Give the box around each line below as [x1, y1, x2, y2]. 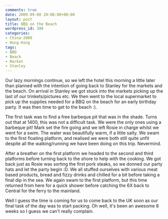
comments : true [5, 7, 37, 13]
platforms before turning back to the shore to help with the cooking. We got [5, 156, 161, 162]
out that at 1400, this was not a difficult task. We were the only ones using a [5, 119, 161, 125]
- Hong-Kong [5, 40, 30, 45]
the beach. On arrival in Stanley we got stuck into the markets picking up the [5, 88, 163, 94]
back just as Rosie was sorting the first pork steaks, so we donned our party [5, 161, 163, 167]
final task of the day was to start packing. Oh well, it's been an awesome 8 [5, 203, 159, 209]
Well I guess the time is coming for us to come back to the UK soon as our [5, 197, 158, 204]
